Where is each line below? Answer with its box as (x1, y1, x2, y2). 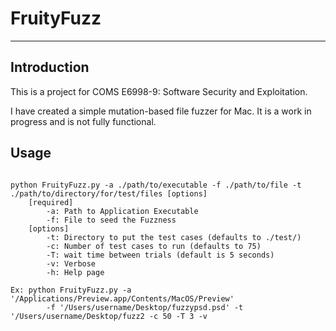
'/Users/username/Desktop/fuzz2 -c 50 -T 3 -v (10, 311, 208, 321)
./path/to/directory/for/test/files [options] (10, 188, 208, 199)
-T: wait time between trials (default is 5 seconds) (46, 250, 275, 260)
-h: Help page (46, 267, 105, 277)
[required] (28, 197, 74, 207)
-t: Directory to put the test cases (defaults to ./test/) (46, 232, 302, 242)
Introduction (10, 59, 90, 76)
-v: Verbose (46, 258, 97, 269)
